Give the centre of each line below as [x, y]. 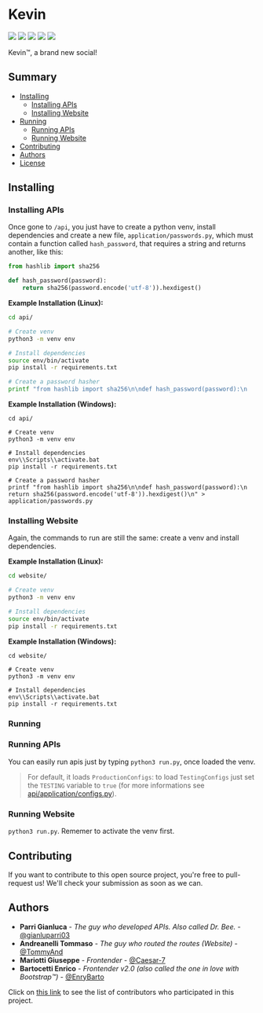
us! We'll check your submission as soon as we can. [119, 883]
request [21, 883]
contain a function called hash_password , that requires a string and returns [127, 244]
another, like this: [36, 252]
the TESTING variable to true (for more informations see [116, 785]
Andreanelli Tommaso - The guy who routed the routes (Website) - [128, 943]
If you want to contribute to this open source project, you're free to [116, 875]
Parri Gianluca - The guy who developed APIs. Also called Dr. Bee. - [130, 927]
